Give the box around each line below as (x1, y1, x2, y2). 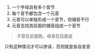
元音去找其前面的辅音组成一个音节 (11, 23, 81, 28)
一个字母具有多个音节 (11, 4, 55, 10)
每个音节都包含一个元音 (11, 10, 59, 16)
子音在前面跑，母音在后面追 (16, 33, 73, 39)
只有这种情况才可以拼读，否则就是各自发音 (4, 44, 91, 49)
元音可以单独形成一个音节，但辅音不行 (11, 17, 89, 22)
